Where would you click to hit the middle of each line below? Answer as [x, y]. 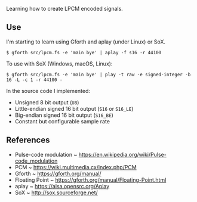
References [28, 140]
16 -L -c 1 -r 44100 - [34, 80]
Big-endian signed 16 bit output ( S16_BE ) [64, 115]
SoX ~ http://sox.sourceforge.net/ [56, 192]
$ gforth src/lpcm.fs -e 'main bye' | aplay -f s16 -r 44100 [84, 52]
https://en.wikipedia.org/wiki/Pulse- [123, 154]
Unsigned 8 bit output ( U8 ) [47, 102]
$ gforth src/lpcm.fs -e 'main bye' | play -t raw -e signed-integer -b [98, 74]
